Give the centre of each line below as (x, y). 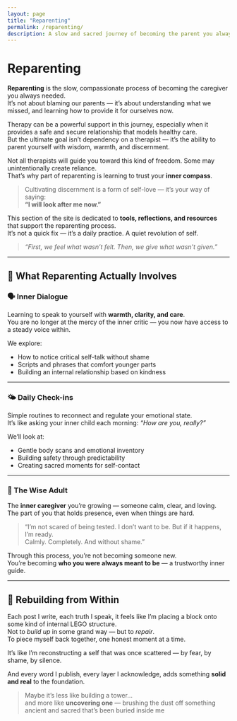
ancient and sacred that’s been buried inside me (95, 710)
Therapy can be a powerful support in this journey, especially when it (108, 125)
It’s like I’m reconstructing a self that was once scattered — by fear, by (109, 653)
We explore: (25, 343)
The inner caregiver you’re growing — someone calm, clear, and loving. (112, 506)
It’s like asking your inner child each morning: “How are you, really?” (107, 423)
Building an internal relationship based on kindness (92, 371)
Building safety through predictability (71, 458)
